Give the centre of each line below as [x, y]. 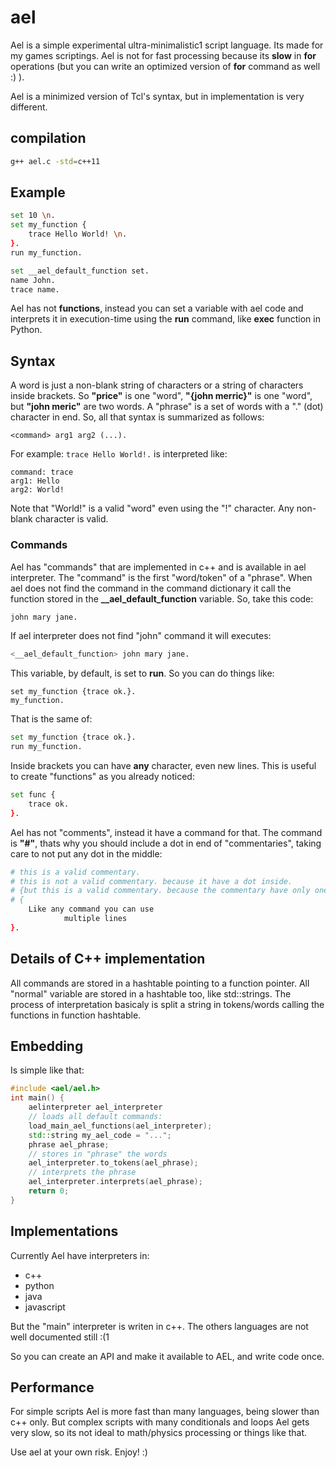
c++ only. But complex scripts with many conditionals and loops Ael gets [160, 1422]
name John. [33, 280]
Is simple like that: [47, 1070]
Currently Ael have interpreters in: [80, 1255]
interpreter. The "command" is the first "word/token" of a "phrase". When [161, 577]
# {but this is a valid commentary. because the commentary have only [160, 891]
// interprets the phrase [82, 1172]
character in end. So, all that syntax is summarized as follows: [137, 417]
